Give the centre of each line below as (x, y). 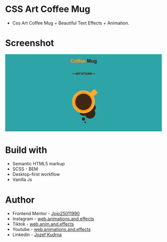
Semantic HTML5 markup (39, 164)
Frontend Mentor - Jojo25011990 (46, 214)
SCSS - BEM (25, 169)
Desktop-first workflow (36, 174)
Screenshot (30, 43)
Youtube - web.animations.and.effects (51, 230)
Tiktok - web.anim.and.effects (43, 224)
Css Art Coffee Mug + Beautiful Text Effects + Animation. (71, 23)
